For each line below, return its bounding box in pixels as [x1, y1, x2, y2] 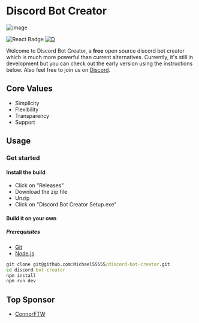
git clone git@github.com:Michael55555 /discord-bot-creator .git [6, 261, 170, 267]
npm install [6, 272, 36, 279]
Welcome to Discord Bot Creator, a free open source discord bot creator [6, 47, 185, 54]
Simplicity [14, 99, 40, 106]
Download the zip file [14, 188, 68, 196]
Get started [6, 154, 40, 162]
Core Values [6, 84, 53, 94]
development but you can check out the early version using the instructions [6, 60, 193, 67]
